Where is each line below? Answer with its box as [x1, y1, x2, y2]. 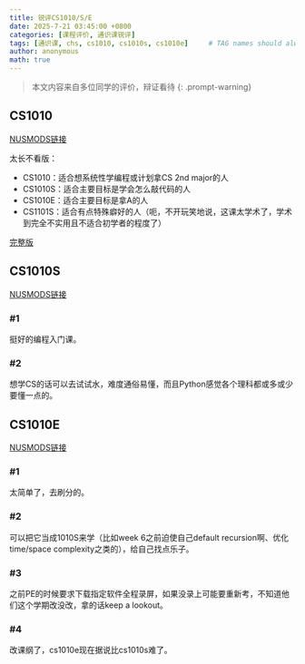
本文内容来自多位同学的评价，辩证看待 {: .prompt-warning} [31, 82, 252, 92]
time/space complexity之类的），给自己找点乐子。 [9, 543, 194, 554]
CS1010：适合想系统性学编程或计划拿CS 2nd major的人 [22, 171, 229, 182]
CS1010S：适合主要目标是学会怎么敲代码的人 [22, 183, 192, 194]
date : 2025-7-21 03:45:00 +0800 [9, 22, 132, 31]
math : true [9, 55, 51, 64]
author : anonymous [9, 47, 79, 56]
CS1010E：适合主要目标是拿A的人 [22, 194, 149, 205]
